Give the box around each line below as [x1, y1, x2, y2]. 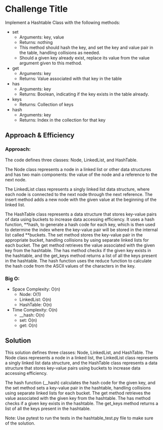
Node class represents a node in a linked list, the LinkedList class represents [5, 354, 158, 360]
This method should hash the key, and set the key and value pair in [19, 44, 153, 50]
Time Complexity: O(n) [12, 307, 58, 313]
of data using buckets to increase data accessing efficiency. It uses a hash [5, 216, 155, 222]
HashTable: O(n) [19, 301, 52, 308]
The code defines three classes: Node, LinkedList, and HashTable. [5, 157, 138, 163]
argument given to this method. [19, 60, 83, 66]
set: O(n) [19, 317, 37, 323]
